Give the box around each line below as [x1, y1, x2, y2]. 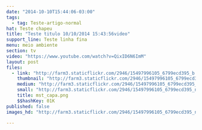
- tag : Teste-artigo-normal [11, 20, 82, 26]
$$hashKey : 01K [17, 98, 55, 104]
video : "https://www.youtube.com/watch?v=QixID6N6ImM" [6, 53, 147, 59]
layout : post [6, 59, 39, 65]
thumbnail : [17, 75, 44, 81]
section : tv [6, 48, 36, 54]
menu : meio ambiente [6, 43, 58, 49]
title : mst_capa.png [17, 92, 69, 98]
